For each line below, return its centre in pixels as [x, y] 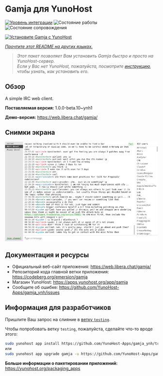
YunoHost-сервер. [36, 61]
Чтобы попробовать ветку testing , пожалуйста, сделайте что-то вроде [79, 329]
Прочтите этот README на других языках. [49, 46]
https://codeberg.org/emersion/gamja [50, 277]
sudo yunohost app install [32, 343]
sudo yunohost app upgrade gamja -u [42, 354]
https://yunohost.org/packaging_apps [43, 368]
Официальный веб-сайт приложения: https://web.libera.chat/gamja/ [81, 267]
